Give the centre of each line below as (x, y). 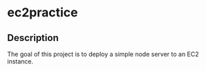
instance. (20, 61)
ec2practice (43, 13)
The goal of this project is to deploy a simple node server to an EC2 (103, 54)
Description (33, 38)
